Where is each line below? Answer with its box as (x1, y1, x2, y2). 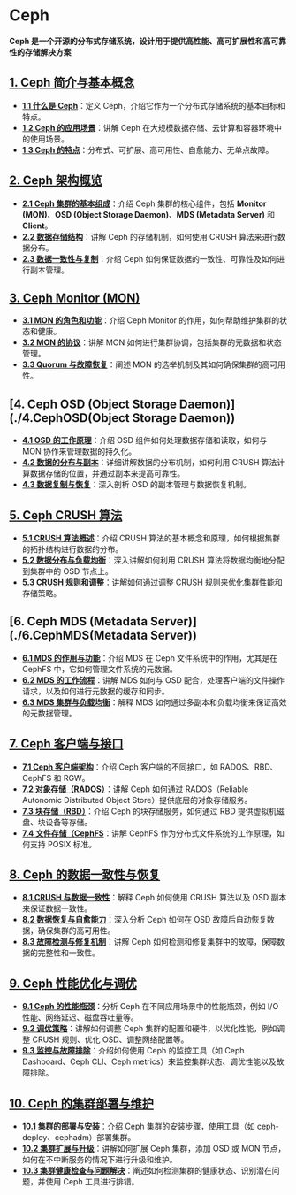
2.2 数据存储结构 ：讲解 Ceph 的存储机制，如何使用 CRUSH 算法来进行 (21, 231, 278, 241)
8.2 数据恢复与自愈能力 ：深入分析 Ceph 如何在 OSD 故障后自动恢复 (21, 915, 268, 925)
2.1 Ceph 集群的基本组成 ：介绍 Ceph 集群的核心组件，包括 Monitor (21, 198, 267, 209)
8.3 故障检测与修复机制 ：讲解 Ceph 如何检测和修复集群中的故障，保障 (21, 937, 277, 947)
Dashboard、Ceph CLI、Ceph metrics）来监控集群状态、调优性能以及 (21, 1056, 277, 1067)
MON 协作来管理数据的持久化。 (21, 446, 137, 456)
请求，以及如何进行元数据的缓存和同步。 (21, 686, 170, 696)
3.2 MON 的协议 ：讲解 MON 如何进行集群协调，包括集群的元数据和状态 (21, 337, 282, 348)
